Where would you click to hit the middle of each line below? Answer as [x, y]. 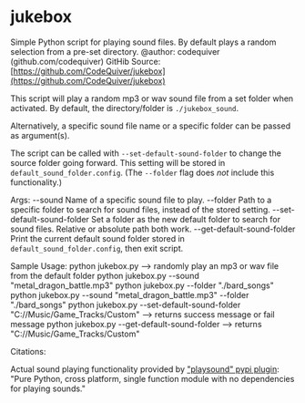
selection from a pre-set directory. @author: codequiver [115, 51]
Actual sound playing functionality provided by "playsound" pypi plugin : [145, 369]
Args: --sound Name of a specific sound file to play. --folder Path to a [141, 200]
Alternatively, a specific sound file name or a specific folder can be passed [150, 126]
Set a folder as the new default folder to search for [186, 219]
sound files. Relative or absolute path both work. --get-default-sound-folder [153, 229]
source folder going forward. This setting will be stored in [118, 162]
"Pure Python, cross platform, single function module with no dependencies [152, 378]
